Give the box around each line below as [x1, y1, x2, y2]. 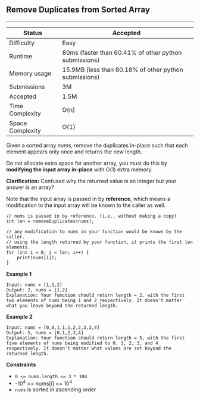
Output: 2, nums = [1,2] [6, 287, 68, 293]
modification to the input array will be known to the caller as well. [6, 202, 165, 209]
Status [23, 29, 43, 37]
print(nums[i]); [17, 255, 58, 260]
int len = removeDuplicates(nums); [6, 218, 95, 224]
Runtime [9, 52, 33, 60]
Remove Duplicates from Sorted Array [6, 5, 151, 15]
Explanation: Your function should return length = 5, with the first [6, 335, 185, 341]
